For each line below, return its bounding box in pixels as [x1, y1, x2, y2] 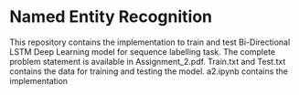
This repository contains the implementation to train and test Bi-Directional [9, 37, 291, 47]
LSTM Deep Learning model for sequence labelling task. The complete [9, 46, 276, 57]
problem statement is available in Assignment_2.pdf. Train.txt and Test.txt [9, 56, 286, 67]
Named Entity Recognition [9, 6, 213, 27]
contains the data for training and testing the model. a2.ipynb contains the [9, 66, 289, 77]
